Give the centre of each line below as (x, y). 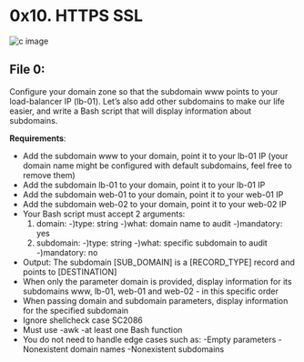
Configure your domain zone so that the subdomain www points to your (144, 91)
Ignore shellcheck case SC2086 (83, 320)
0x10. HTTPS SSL (76, 16)
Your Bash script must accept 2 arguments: (104, 214)
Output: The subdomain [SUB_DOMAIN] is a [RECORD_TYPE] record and (159, 262)
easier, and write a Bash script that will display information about (131, 111)
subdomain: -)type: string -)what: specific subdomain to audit (152, 243)
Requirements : (38, 138)
